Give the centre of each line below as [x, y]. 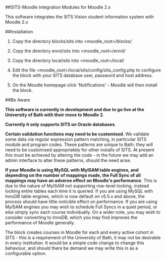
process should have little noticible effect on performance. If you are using [81, 201]
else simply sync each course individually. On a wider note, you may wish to [83, 212]
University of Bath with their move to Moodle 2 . [55, 115]
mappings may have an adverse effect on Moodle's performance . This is [81, 180]
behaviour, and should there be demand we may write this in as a [72, 248]
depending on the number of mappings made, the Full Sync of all [73, 175]
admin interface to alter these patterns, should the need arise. [68, 160]
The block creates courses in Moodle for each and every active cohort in [80, 232]
